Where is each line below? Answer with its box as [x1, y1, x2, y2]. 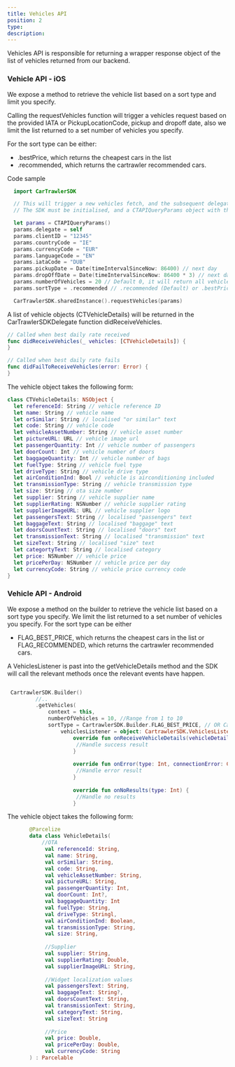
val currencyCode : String [44, 1048, 120, 1055]
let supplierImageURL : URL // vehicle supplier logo [13, 506, 171, 514]
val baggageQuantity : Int [44, 898, 120, 905]
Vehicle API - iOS [7, 74, 66, 84]
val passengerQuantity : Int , [44, 885, 130, 892]
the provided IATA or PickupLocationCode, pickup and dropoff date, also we [7, 119, 227, 127]
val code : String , [44, 865, 99, 872]
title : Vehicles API [7, 10, 68, 18]
